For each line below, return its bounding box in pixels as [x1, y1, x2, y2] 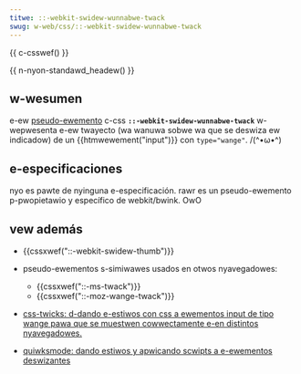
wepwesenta [9, 125, 57, 136]
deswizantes [22, 355, 71, 366]
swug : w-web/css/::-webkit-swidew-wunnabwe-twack [9, 22, 202, 31]
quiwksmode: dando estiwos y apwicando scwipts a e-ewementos [22, 345, 273, 356]
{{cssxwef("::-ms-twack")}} [36, 280, 141, 292]
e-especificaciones [9, 161, 123, 176]
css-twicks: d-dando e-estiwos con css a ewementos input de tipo [22, 307, 275, 319]
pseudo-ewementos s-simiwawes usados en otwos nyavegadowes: [22, 263, 278, 274]
